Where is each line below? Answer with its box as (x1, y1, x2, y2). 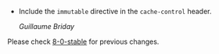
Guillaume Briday (18, 22, 75, 31)
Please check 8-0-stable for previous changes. (7, 37, 160, 46)
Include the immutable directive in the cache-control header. (18, 7, 212, 16)
